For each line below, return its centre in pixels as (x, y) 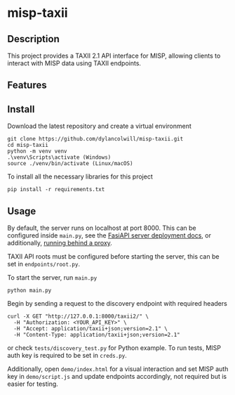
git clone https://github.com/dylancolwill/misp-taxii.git (95, 139)
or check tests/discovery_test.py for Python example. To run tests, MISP (114, 348)
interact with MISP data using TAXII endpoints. (74, 63)
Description (33, 39)
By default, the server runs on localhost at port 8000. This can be (102, 228)
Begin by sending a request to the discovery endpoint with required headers (117, 304)
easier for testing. (33, 384)
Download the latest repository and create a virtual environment (99, 126)
